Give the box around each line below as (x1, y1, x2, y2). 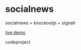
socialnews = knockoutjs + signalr (5, 20, 76, 26)
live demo (5, 29, 26, 35)
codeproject (5, 39, 31, 45)
